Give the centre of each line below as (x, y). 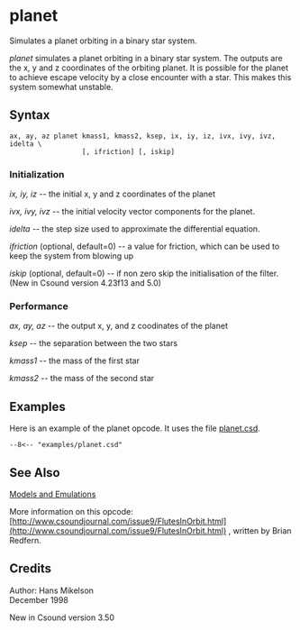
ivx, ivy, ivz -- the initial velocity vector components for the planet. (132, 212)
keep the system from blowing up (72, 256)
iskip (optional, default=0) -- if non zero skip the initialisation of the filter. (144, 274)
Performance (39, 306)
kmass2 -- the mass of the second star (82, 379)
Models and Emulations (53, 494)
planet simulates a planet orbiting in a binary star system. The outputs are (146, 58)
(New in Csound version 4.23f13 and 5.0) (86, 283)
